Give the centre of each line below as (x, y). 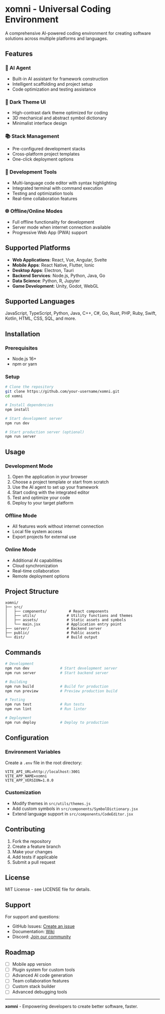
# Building (16, 682)
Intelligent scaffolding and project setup (53, 84)
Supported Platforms (38, 248)
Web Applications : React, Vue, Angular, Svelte (59, 260)
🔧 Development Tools (31, 172)
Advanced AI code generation (42, 975)
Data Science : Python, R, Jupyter (46, 281)
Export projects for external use (44, 537)
